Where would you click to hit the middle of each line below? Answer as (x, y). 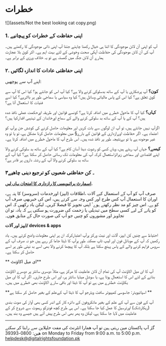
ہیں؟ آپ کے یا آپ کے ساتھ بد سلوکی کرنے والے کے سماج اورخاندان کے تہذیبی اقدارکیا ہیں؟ (75, 117)
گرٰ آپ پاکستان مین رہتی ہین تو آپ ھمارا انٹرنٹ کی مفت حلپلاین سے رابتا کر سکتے (80, 327)
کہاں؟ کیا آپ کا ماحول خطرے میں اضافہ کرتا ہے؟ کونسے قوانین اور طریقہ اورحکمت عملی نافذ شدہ (81, 112)
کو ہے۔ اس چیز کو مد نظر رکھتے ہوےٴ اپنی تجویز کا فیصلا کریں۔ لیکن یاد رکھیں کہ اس (82, 204)
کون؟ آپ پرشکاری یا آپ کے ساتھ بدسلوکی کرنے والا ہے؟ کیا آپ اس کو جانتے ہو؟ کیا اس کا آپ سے (82, 91)
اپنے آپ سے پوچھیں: (23, 81)
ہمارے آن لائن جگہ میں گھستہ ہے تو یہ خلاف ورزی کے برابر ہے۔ (54, 57)
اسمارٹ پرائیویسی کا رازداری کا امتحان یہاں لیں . (49, 183)
